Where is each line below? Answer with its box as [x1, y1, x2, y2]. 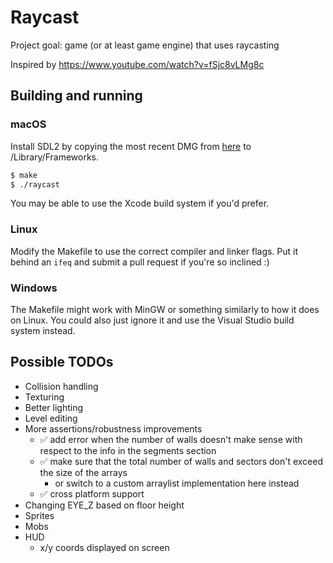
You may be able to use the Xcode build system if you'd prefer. [10, 197, 270, 210]
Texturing [24, 391, 65, 403]
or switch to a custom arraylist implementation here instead [54, 477, 300, 489]
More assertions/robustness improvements [24, 422, 203, 435]
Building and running [10, 87, 143, 105]
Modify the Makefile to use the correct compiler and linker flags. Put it [10, 245, 299, 257]
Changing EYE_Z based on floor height [24, 499, 185, 511]
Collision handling [24, 380, 99, 392]
